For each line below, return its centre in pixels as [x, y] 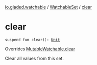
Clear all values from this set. [34, 58]
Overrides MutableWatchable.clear [40, 49]
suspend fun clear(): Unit [33, 40]
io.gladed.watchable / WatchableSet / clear [48, 7]
